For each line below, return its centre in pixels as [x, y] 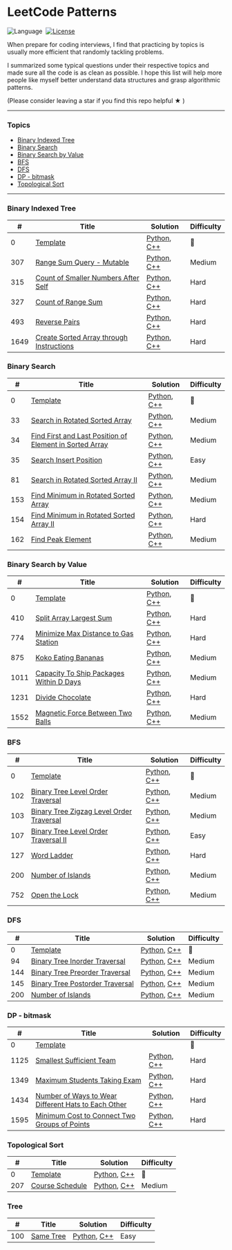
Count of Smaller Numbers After [87, 278]
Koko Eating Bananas [70, 658]
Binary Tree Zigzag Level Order [81, 811]
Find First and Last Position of [79, 436]
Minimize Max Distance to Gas [85, 634]
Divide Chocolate [63, 698]
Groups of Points [63, 1124]
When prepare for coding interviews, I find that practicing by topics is [106, 44]
